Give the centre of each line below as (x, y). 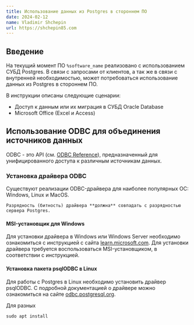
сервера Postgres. (28, 211)
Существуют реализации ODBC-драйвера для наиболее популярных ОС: (97, 189)
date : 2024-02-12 (27, 17)
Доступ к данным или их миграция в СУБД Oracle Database (89, 107)
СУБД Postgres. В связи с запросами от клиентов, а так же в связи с (92, 72)
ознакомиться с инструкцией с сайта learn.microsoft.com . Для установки (97, 243)
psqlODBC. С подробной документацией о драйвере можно (81, 288)
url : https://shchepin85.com (41, 28)
